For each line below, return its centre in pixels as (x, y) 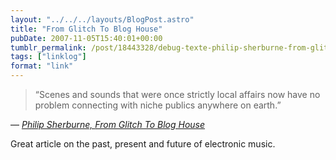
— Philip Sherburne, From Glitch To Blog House (108, 124)
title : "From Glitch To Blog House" (86, 29)
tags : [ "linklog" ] (48, 57)
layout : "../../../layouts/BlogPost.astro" (102, 19)
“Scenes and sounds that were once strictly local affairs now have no (177, 94)
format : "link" (42, 66)
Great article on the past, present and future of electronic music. (143, 144)
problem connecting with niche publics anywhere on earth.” (158, 105)
